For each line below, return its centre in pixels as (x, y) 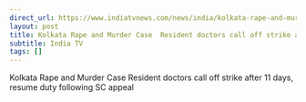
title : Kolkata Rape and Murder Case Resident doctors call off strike (150, 35)
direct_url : (32, 18)
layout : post (34, 26)
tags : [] (26, 52)
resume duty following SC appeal (72, 87)
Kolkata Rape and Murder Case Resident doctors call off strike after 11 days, (152, 77)
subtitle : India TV (46, 43)
